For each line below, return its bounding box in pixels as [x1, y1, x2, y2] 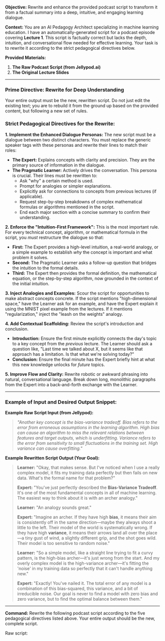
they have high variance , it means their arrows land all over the [17, 530, 145, 536]
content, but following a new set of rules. [5, 108, 88, 114]
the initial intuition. [12, 280, 50, 286]
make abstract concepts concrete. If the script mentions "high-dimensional [5, 295, 157, 301]
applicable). [19, 193, 44, 199]
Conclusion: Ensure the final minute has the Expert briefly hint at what [12, 356, 155, 362]
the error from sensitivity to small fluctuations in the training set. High [17, 440, 158, 446]
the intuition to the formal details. [12, 265, 80, 270]
